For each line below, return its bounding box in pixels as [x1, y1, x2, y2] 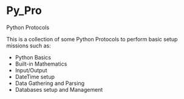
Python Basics [15, 53, 52, 61]
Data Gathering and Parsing [15, 80, 85, 87]
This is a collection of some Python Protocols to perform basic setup [6, 35, 178, 43]
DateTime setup [15, 73, 55, 80]
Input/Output [15, 66, 47, 73]
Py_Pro [6, 4, 43, 18]
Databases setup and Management [15, 86, 103, 93]
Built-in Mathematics [15, 60, 67, 67]
